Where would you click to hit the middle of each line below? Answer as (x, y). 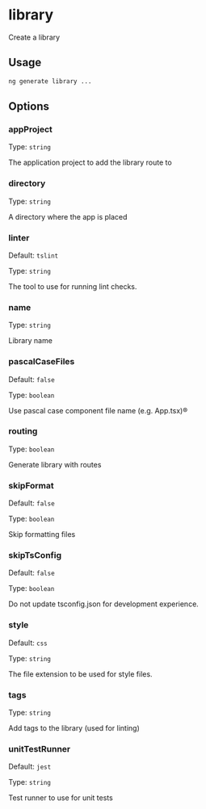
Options (29, 107)
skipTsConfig (35, 555)
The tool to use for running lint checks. (73, 286)
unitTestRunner (40, 748)
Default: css (28, 643)
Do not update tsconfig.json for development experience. (104, 604)
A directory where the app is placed (68, 216)
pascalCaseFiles (42, 362)
